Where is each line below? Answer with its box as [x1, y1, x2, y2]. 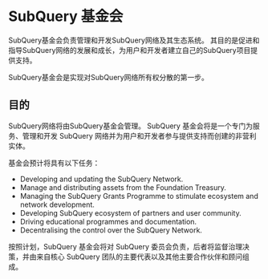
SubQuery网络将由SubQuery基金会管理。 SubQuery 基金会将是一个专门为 [8, 121, 253, 131]
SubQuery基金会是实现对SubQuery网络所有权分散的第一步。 [8, 72, 209, 82]
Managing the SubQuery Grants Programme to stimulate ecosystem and [19, 191, 258, 200]
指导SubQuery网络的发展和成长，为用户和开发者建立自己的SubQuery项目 [8, 45, 251, 55]
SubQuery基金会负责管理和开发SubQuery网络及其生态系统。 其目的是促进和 [8, 35, 260, 45]
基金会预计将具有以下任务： [8, 158, 100, 168]
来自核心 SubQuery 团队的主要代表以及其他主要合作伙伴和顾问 [35, 252, 243, 261]
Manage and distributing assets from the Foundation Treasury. [19, 182, 227, 192]
